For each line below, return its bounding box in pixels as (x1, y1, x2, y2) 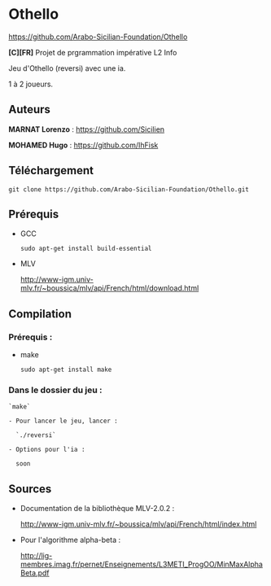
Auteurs (8, 103, 51, 116)
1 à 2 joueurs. (8, 79, 54, 89)
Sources (8, 482, 52, 496)
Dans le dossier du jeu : (8, 384, 103, 396)
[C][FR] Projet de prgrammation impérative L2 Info (8, 47, 177, 57)
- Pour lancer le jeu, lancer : (8, 417, 118, 426)
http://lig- (20, 551, 53, 561)
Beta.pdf (20, 568, 50, 578)
